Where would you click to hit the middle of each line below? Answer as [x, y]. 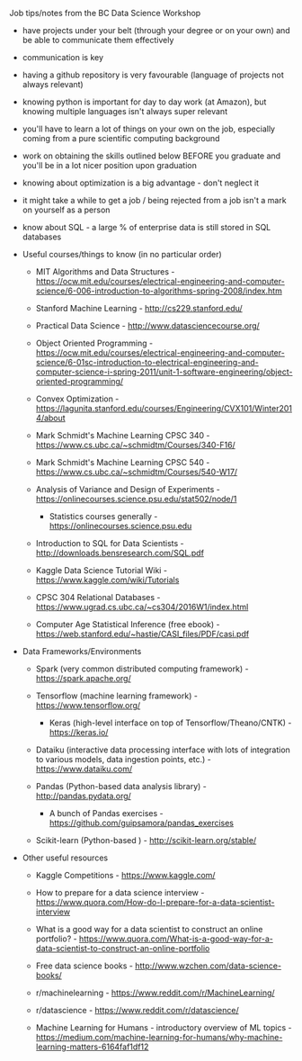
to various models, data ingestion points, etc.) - [123, 759]
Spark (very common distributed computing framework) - [142, 669]
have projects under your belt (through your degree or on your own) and [156, 30]
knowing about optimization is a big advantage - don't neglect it [140, 183]
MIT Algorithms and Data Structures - [105, 272]
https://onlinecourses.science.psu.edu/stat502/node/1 [136, 499]
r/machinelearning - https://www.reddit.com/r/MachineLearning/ [155, 993]
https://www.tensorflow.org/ [88, 705]
